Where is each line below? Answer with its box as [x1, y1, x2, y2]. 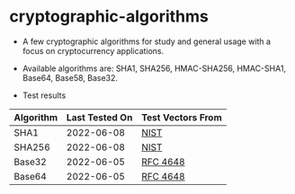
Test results [22, 90, 67, 101]
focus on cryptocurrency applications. [22, 45, 165, 56]
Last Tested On [66, 110, 133, 123]
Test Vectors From [140, 110, 222, 123]
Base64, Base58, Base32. [22, 72, 119, 83]
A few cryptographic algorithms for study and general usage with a [22, 36, 272, 47]
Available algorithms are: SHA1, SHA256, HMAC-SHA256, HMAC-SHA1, [22, 63, 286, 74]
